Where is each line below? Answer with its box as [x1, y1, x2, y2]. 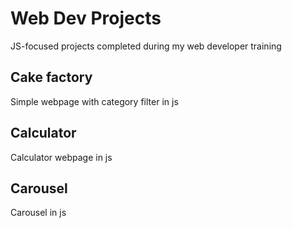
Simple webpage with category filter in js [10, 95, 179, 107]
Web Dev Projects [10, 7, 162, 30]
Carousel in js [10, 207, 67, 219]
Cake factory [10, 69, 93, 86]
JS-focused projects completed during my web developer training [10, 40, 282, 52]
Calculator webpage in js [10, 151, 113, 163]
